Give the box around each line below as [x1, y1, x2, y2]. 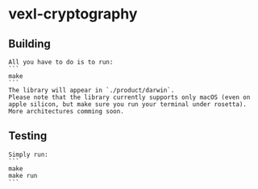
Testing [8, 129, 48, 143]
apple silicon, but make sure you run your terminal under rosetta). [8, 101, 248, 109]
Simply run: [8, 150, 48, 158]
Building [8, 37, 51, 51]
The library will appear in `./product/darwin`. [8, 86, 175, 94]
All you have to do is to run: [8, 58, 114, 66]
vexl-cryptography [8, 5, 138, 23]
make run [8, 171, 38, 179]
